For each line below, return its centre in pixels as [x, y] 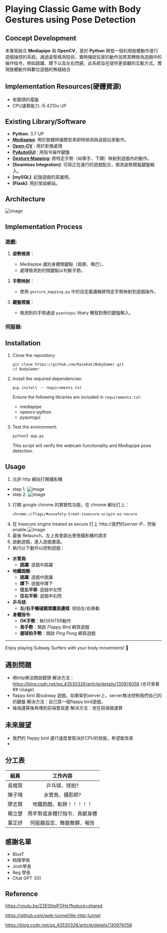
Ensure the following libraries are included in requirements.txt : [77, 397]
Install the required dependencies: [47, 378]
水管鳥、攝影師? [62, 795]
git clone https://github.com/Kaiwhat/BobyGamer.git [68, 364]
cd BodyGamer [26, 369]
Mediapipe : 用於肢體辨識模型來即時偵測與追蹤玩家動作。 [71, 139]
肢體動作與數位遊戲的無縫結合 [40, 69]
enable [19, 530]
